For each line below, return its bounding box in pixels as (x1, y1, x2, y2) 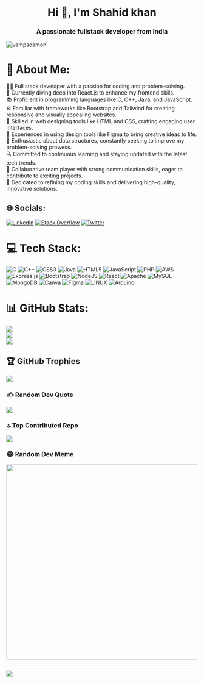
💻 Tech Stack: (6, 241, 81, 256)
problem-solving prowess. (6, 143, 72, 151)
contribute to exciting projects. (6, 172, 83, 179)
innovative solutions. (6, 185, 58, 193)
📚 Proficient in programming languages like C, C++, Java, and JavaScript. (6, 96, 192, 103)
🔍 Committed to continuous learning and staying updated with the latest (6, 151, 188, 158)
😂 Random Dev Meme (6, 450, 74, 459)
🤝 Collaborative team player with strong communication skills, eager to (6, 166, 183, 173)
